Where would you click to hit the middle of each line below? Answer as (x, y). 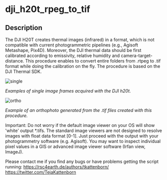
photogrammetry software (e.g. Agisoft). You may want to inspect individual (83, 141)
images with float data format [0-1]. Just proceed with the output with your (82, 136)
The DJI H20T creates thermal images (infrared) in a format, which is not (80, 39)
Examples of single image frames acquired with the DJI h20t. (68, 91)
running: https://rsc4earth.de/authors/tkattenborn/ (57, 167)
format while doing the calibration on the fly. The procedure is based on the (83, 66)
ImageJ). (14, 152)
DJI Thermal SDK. (23, 71)
